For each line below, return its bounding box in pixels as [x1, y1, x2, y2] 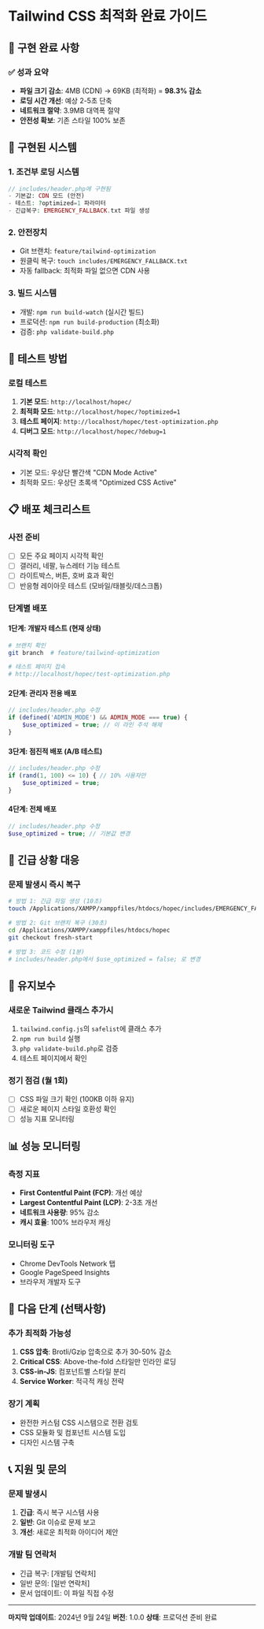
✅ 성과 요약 [8, 66, 49, 77]
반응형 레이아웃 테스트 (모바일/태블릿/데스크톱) [19, 581, 163, 590]
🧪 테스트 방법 [8, 352, 68, 366]
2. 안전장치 [8, 226, 48, 237]
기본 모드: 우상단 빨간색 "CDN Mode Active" [19, 467, 158, 477]
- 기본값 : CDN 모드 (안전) [8, 192, 85, 200]
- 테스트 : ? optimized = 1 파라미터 [8, 199, 106, 207]
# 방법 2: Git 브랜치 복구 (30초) [8, 919, 108, 927]
